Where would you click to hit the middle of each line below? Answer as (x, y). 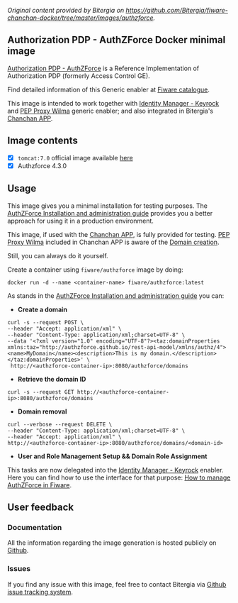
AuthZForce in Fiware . (40, 485)
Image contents (42, 141)
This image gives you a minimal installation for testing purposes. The (107, 206)
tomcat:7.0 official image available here (75, 157)
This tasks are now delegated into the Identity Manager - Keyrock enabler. (115, 470)
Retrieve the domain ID (52, 379)
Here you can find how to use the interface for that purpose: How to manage (119, 477)
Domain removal (42, 411)
